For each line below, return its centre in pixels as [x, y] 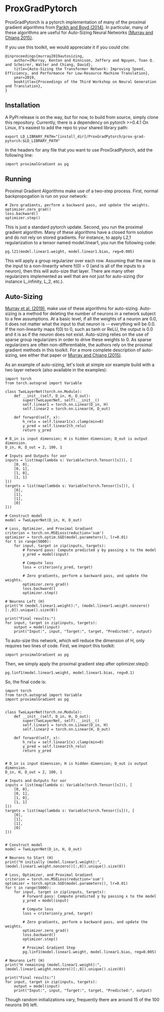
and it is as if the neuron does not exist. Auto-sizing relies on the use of [77, 334]
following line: [19, 155]
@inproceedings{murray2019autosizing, [45, 56]
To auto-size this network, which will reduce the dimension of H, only [75, 641]
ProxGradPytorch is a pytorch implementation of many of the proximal [75, 22]
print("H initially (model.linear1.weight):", [53, 862]
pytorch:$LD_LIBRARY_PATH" [33, 141]
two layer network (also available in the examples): [56, 370]
